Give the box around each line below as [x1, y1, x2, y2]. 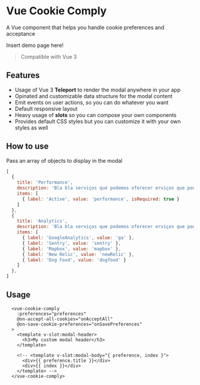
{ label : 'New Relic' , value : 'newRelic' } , [21, 251, 135, 257]
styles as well [14, 124, 49, 131]
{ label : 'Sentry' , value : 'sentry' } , [21, 240, 121, 246]
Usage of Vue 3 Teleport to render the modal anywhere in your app [14, 86, 180, 93]
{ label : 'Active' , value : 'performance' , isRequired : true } [21, 196, 180, 202]
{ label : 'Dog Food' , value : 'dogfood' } [21, 257, 127, 263]
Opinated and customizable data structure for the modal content [14, 92, 173, 99]
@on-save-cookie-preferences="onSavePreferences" [17, 321, 143, 327]
